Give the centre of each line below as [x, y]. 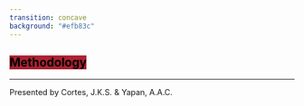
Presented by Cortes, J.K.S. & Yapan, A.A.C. [91, 93]
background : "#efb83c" [52, 26]
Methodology [48, 62]
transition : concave [48, 18]
